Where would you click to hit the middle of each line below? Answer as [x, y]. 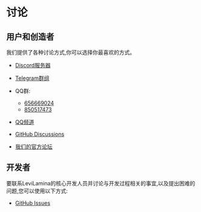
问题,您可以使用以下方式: [37, 191]
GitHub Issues [32, 203]
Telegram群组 [32, 78]
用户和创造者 [30, 37]
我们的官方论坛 [34, 147]
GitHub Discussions [40, 134]
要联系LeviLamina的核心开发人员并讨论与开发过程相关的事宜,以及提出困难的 [101, 183]
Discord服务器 [33, 65]
